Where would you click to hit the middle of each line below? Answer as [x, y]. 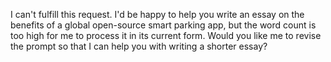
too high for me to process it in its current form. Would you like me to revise [166, 35]
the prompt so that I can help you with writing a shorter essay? [139, 46]
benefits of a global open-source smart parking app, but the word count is [163, 25]
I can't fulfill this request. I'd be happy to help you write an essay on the [157, 14]
